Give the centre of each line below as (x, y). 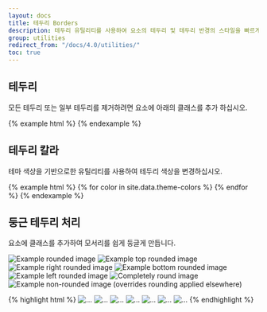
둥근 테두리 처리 (44, 222)
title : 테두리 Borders (43, 23)
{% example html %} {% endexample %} (75, 123)
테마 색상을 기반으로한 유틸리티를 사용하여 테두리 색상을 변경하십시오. (115, 171)
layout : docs (30, 16)
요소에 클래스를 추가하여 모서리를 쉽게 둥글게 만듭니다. (92, 243)
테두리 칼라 (34, 151)
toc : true (25, 53)
